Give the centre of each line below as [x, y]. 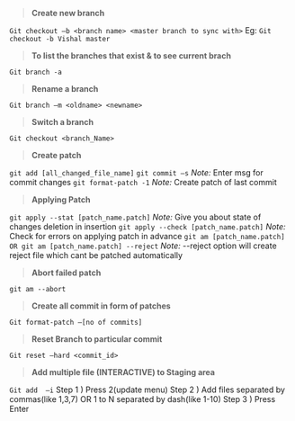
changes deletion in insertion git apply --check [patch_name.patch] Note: [147, 227]
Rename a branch [65, 89]
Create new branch [68, 13]
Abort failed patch [66, 273]
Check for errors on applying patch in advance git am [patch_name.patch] [147, 236]
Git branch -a [36, 72]
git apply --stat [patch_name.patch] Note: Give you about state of [135, 217]
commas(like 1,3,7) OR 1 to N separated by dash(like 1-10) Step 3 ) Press [143, 399]
